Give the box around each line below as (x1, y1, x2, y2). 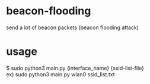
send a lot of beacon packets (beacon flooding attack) (6, 24, 139, 31)
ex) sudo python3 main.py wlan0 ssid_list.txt (6, 70, 115, 78)
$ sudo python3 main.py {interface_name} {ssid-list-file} (6, 64, 144, 71)
